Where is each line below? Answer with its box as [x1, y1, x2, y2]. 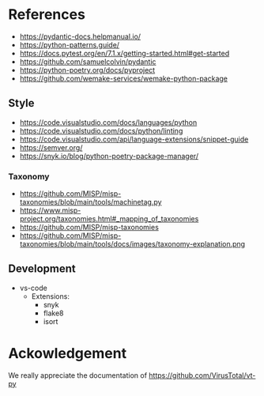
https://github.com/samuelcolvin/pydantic [19, 57, 157, 66]
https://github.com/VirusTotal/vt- [149, 370, 256, 380]
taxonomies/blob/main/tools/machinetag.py [19, 198, 162, 207]
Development [8, 262, 77, 276]
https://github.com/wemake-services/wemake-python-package [19, 74, 228, 83]
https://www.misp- [19, 206, 81, 215]
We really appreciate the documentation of [8, 370, 148, 380]
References [8, 6, 85, 24]
